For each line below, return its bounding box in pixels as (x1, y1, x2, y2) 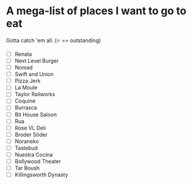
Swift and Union (14, 71, 54, 78)
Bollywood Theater (14, 157, 61, 164)
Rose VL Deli (14, 124, 46, 131)
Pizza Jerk (14, 77, 41, 84)
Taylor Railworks (14, 91, 56, 98)
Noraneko (14, 138, 40, 145)
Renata (14, 50, 32, 58)
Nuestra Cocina (14, 151, 53, 158)
